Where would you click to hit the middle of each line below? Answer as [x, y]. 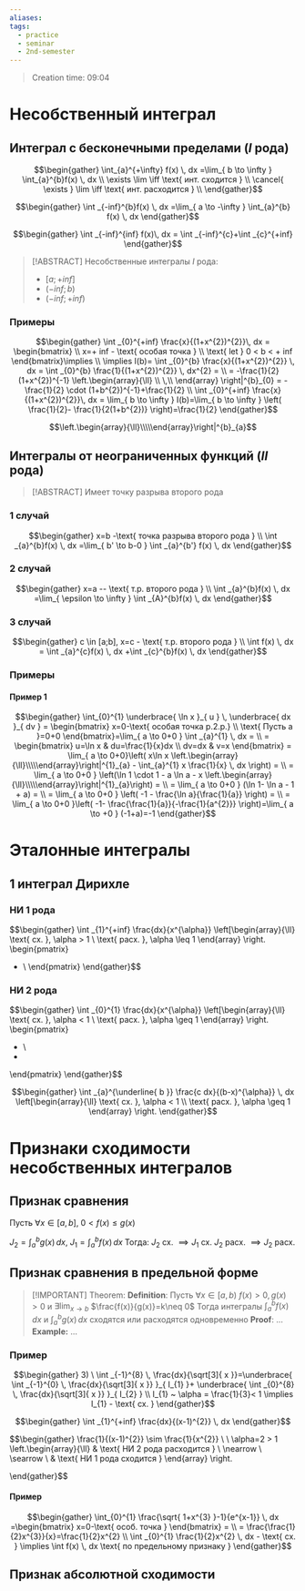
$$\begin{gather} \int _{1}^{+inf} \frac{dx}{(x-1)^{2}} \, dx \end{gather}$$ [153, 1421]
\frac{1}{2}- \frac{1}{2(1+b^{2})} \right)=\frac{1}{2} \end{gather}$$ [153, 410]
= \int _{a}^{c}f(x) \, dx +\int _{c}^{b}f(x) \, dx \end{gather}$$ [153, 651]
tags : [20, 26]
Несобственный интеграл [113, 114]
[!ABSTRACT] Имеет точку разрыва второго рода [127, 492]
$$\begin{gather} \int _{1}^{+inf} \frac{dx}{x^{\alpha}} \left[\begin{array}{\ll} [152, 930]
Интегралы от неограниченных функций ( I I [139, 456]
